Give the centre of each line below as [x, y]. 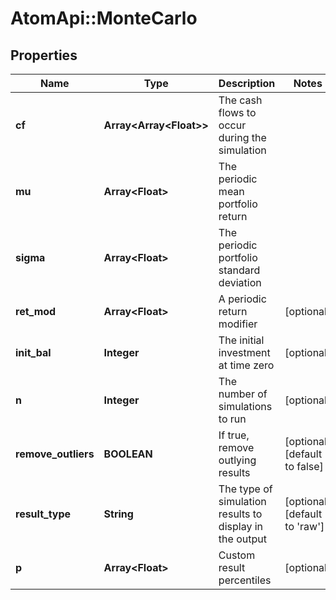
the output [242, 539]
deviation [240, 282]
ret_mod [36, 311]
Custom [237, 555]
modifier [238, 324]
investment [244, 352]
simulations [245, 406]
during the [242, 137]
